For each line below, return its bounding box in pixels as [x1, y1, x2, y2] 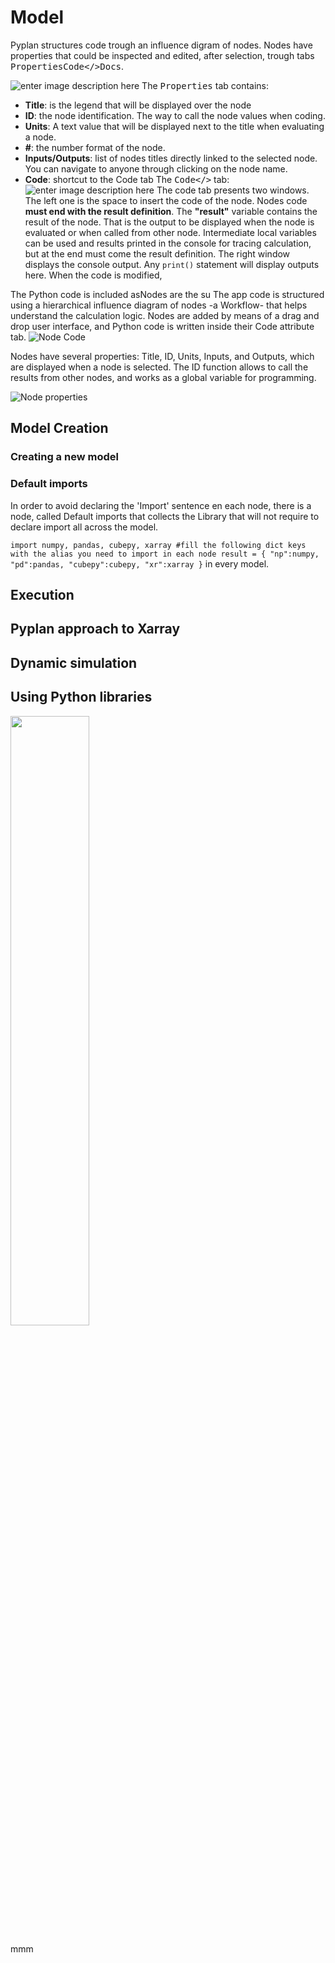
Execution [10, 586, 75, 603]
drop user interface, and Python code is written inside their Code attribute [10, 320, 315, 332]
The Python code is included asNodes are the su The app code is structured [10, 288, 325, 300]
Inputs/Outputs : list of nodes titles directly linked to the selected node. [24, 152, 318, 164]
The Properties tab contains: [141, 79, 270, 91]
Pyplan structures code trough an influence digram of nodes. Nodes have [10, 39, 313, 51]
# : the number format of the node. [24, 141, 166, 153]
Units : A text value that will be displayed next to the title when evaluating [24, 120, 325, 132]
